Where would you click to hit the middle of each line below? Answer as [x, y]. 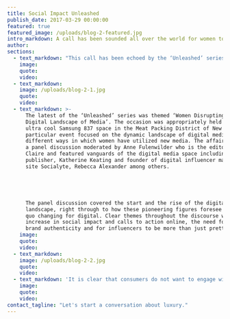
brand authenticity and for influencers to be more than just [116, 228]
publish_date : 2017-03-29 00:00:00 [58, 20]
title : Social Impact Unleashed [53, 13]
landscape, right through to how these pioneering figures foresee [124, 209]
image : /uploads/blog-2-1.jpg [63, 90]
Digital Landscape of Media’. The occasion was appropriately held [124, 122]
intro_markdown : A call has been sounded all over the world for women [111, 39]
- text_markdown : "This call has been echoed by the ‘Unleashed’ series [119, 58]
